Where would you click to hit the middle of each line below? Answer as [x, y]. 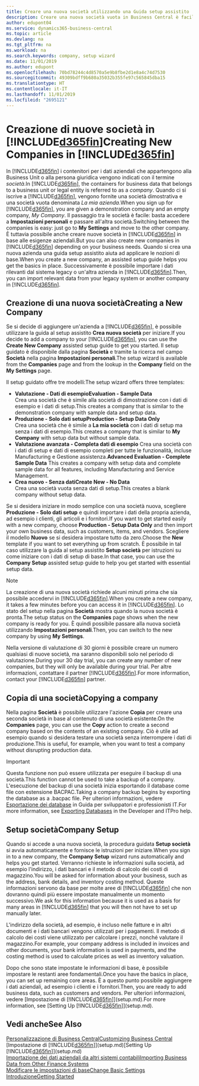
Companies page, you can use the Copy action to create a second [88, 725]
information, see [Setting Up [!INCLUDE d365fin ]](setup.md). [80, 1006]
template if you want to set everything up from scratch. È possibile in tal [94, 544]
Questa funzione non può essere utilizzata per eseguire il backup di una [94, 773]
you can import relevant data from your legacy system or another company [98, 278]
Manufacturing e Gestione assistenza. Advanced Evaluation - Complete [102, 457]
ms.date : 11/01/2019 [32, 61]
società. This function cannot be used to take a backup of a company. [91, 779]
